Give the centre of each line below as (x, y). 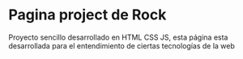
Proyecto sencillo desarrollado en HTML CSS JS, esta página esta (118, 37)
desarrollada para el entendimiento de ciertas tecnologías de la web (122, 45)
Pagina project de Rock (87, 15)
